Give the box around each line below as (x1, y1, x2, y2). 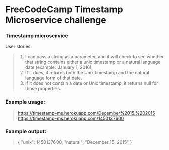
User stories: (5, 44, 32, 50)
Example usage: (5, 98, 45, 106)
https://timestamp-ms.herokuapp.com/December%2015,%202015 (17, 110, 155, 116)
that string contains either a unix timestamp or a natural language (25, 59, 161, 65)
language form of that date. (25, 75, 82, 81)
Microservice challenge (5, 14, 107, 26)
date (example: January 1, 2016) (25, 64, 92, 70)
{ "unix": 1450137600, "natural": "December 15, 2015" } (17, 139, 132, 145)
